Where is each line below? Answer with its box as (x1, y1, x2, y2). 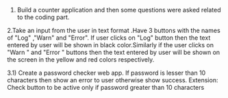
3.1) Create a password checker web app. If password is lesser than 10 (7, 69, 206, 77)
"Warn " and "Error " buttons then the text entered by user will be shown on (7, 48, 220, 56)
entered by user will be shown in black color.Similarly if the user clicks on (7, 41, 214, 49)
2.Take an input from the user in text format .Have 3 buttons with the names (7, 27, 220, 34)
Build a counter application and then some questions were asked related (16, 6, 221, 14)
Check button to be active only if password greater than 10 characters (7, 84, 205, 91)
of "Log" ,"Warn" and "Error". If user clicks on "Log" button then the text (7, 34, 211, 42)
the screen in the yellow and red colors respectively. (7, 56, 155, 64)
